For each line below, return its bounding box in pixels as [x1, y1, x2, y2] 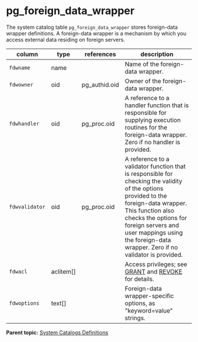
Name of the [124, 60, 159, 68]
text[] [51, 299, 67, 307]
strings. [124, 314, 146, 322]
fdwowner [9, 81, 34, 88]
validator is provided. [124, 250, 183, 258]
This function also [124, 206, 175, 214]
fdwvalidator [9, 203, 46, 210]
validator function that [124, 162, 186, 170]
